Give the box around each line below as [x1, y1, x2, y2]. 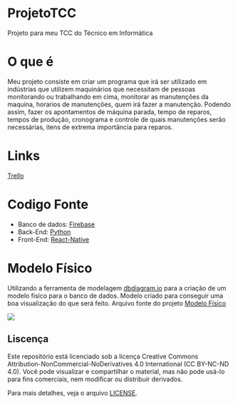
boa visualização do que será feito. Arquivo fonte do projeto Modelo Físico [7, 298, 227, 308]
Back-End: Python [17, 227, 71, 236]
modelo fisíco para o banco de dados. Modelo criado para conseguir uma [7, 291, 224, 300]
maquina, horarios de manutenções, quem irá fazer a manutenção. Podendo [7, 100, 232, 108]
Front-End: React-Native [17, 235, 90, 243]
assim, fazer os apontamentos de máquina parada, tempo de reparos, [7, 107, 212, 116]
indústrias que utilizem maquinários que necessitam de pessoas [7, 84, 196, 94]
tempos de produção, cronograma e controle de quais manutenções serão [7, 115, 226, 123]
